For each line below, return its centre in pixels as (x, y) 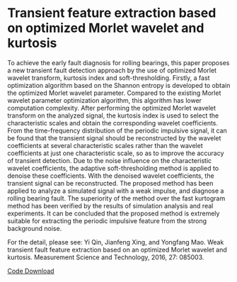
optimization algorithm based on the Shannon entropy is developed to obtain (119, 85)
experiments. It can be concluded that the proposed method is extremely (114, 213)
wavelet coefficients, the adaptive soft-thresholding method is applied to (113, 168)
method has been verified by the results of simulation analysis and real (110, 205)
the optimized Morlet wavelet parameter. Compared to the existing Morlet (114, 93)
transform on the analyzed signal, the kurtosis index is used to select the (113, 115)
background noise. (35, 228)
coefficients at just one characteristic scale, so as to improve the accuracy (116, 153)
